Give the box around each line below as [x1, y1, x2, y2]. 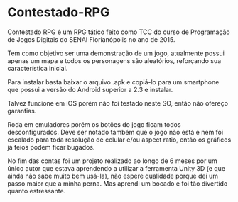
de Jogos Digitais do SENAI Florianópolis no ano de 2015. [7, 35, 175, 43]
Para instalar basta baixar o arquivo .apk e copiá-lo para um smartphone [7, 77, 220, 86]
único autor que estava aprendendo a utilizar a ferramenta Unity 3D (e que [7, 164, 226, 172]
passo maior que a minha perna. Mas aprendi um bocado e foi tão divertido [7, 179, 228, 188]
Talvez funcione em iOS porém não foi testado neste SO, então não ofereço [7, 99, 229, 107]
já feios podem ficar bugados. [7, 142, 95, 151]
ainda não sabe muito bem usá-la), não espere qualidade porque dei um [7, 172, 219, 180]
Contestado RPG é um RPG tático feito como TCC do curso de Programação [7, 28, 230, 36]
